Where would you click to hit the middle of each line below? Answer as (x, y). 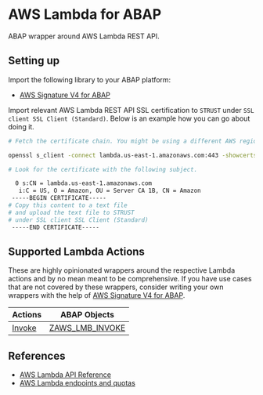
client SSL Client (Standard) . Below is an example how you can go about (129, 118)
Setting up (34, 61)
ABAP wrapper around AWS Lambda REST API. (84, 36)
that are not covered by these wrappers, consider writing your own (116, 287)
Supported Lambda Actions (76, 251)
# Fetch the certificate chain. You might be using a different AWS (122, 141)
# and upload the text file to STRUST (71, 212)
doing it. (22, 126)
